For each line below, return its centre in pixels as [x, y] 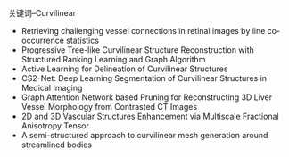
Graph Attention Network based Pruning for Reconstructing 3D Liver [147, 97]
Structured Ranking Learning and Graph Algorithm [113, 59]
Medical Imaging [52, 88]
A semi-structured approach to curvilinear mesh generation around [144, 135]
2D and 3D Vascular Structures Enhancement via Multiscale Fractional [150, 116]
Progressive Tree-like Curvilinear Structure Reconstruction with [138, 50]
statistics [83, 40]
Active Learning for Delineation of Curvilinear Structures [124, 69]
